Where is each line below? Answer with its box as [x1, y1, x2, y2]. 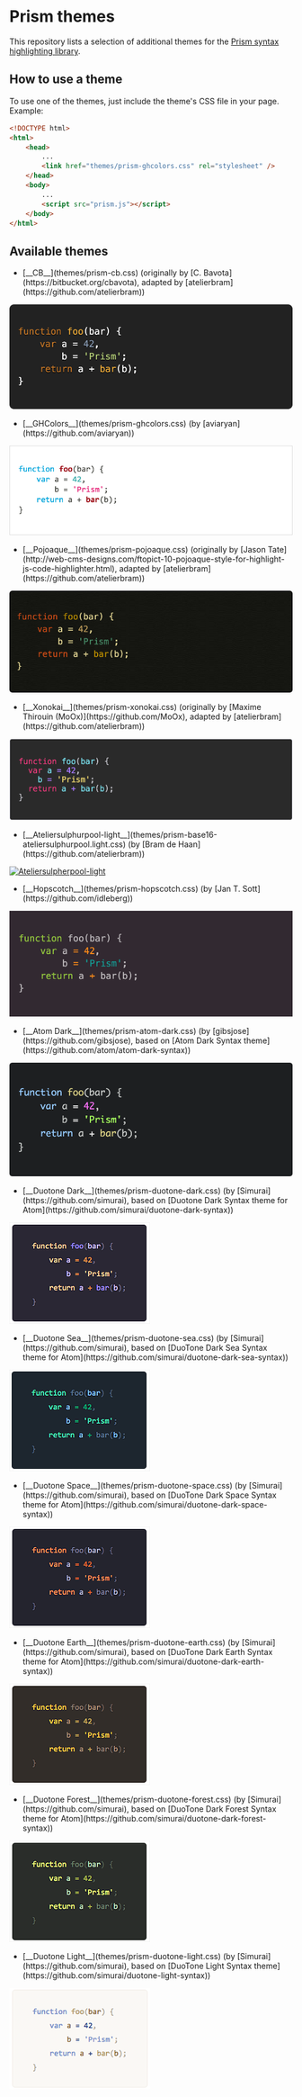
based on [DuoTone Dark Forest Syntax [130, 1803, 277, 1814]
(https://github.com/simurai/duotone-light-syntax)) [22, 1969, 211, 1981]
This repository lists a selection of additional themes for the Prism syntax [9, 36, 280, 47]
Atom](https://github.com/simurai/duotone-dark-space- [60, 1498, 268, 1509]
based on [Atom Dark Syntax [135, 1035, 243, 1046]
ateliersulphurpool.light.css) [22, 839, 127, 850]
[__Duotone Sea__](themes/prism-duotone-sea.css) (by [22, 1332, 229, 1343]
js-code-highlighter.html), [22, 562, 118, 573]
